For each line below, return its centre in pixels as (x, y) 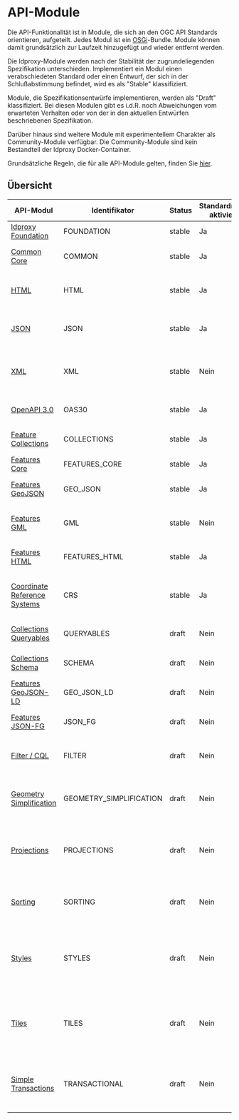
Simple (22, 1079)
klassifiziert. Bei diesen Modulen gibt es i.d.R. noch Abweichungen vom (112, 105)
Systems (26, 604)
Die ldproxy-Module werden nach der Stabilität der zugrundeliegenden (111, 61)
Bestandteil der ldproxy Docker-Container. (69, 149)
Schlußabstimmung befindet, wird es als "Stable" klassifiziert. (98, 83)
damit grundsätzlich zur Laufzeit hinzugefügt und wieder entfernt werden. (116, 47)
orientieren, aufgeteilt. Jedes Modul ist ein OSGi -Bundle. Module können (114, 39)
